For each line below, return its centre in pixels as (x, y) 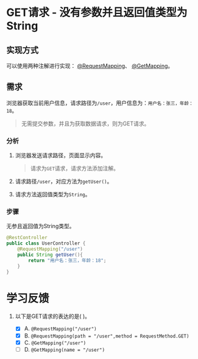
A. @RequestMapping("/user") (61, 328)
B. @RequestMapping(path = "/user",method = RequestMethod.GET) (107, 335)
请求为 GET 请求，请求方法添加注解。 (75, 168)
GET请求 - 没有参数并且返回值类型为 (97, 13)
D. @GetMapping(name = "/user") (65, 349)
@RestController (27, 238)
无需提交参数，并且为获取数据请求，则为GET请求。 (85, 124)
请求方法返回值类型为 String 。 (53, 194)
